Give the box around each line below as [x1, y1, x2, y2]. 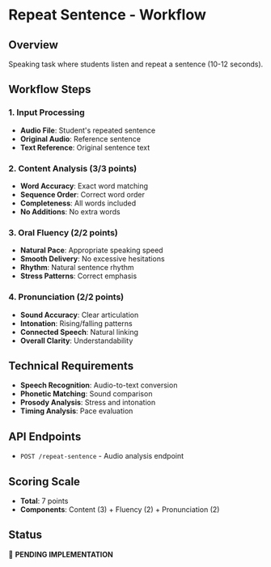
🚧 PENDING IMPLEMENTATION [8, 549, 113, 559]
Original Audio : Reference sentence [19, 133, 142, 143]
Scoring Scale [8, 475, 81, 489]
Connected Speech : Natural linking [19, 327, 139, 336]
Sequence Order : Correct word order [19, 189, 146, 199]
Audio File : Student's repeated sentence [19, 125, 156, 135]
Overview [8, 38, 59, 52]
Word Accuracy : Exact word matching [19, 180, 148, 191]
